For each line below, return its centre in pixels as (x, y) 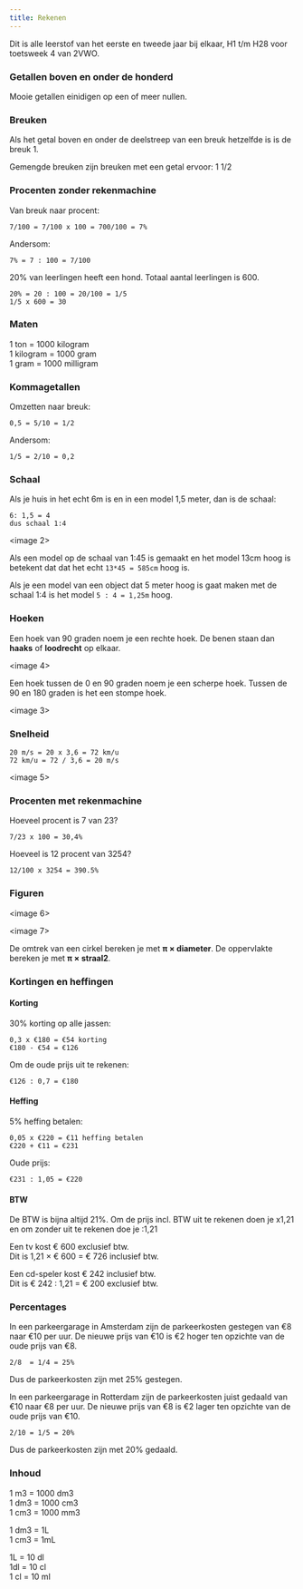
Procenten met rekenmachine (76, 801)
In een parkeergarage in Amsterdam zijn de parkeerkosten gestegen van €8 (151, 1327)
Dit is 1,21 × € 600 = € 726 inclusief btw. (85, 1256)
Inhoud (25, 1473)
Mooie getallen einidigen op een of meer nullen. (99, 96)
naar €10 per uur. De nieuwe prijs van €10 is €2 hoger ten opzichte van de (147, 1336)
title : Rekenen (38, 18)
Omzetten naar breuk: (50, 407)
